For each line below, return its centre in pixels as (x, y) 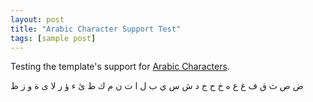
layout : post (37, 19)
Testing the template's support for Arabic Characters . (120, 67)
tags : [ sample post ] (53, 38)
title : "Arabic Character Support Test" (96, 29)
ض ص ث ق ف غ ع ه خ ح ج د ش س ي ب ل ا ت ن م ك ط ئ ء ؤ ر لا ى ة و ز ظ (157, 86)
